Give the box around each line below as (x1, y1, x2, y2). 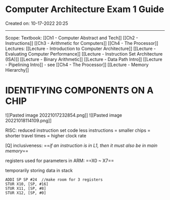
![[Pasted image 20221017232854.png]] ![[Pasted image (5, 112, 122, 118)
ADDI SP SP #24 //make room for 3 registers (5, 177, 103, 182)
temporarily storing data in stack (5, 167, 73, 173)
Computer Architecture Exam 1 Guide (5, 4, 164, 15)
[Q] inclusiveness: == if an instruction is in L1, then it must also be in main (5, 142, 158, 148)
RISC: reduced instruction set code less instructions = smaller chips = (5, 127, 151, 133)
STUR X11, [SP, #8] (5, 186, 47, 191)
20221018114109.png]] (5, 117, 52, 123)
